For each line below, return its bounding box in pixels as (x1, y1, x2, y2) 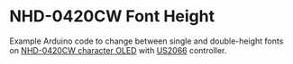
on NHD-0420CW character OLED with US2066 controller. (9, 44, 227, 55)
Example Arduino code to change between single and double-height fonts (9, 36, 284, 46)
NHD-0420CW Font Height (9, 6, 215, 27)
